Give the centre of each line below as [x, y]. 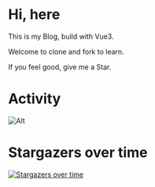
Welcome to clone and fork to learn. [66, 51]
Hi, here [34, 15]
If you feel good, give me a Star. [60, 67]
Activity [35, 99]
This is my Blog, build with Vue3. [61, 36]
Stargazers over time [78, 153]
